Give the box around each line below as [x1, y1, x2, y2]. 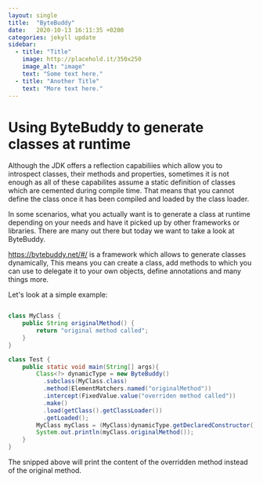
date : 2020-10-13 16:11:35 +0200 [8, 26, 124, 34]
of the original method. [8, 466, 82, 475]
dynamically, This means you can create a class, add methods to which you [8, 258, 252, 268]
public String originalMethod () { [22, 320, 135, 327]
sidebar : [8, 41, 37, 49]
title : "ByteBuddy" [8, 19, 76, 27]
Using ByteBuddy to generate [8, 119, 204, 136]
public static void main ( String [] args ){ [22, 363, 159, 371]
